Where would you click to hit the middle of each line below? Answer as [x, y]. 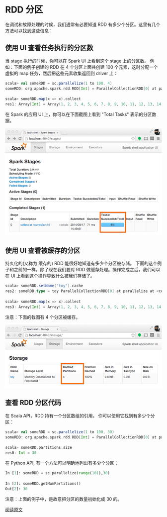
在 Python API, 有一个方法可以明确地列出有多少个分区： [62, 463]
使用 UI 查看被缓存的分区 [43, 251]
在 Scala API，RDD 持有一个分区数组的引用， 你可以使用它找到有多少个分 [80, 415]
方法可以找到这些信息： [29, 30]
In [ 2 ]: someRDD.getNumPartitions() [43, 483]
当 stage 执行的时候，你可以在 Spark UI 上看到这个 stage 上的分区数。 [77, 61]
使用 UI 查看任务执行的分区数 [49, 48]
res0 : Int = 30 [21, 453]
